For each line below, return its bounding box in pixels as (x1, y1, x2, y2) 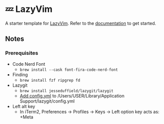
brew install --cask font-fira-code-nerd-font (19, 67, 118, 72)
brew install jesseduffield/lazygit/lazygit (19, 88, 114, 93)
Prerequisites (5, 50, 38, 57)
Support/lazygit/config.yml (19, 98, 75, 104)
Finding (12, 71, 28, 78)
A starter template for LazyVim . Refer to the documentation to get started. (5, 20, 157, 26)
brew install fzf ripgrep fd (19, 78, 81, 83)
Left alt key (12, 103, 36, 109)
